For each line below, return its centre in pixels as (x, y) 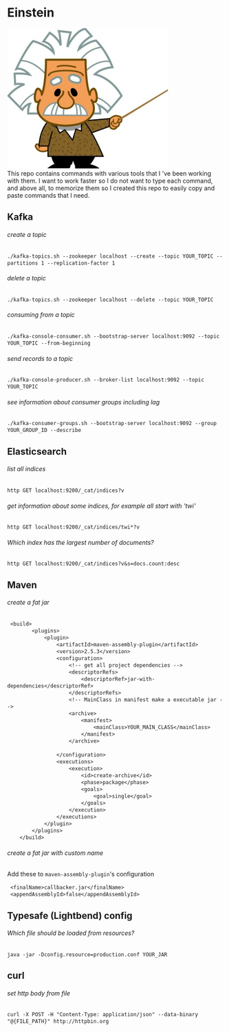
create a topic (27, 234)
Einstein (31, 13)
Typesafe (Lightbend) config (70, 915)
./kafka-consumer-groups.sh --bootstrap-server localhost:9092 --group (112, 424)
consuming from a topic (41, 315)
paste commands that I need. (48, 195)
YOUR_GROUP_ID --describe (44, 431)
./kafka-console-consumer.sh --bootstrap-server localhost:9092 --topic (113, 336)
